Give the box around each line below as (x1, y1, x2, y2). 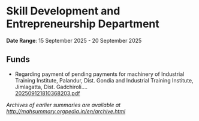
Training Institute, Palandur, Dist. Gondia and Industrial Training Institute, (14, 76, 194, 84)
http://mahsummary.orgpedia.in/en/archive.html (6, 107, 126, 115)
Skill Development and (6, 4, 120, 18)
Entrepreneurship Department (6, 17, 160, 31)
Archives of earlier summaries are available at (6, 101, 121, 108)
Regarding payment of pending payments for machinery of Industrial (14, 70, 185, 78)
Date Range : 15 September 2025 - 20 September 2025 (6, 37, 142, 44)
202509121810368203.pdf (14, 89, 80, 97)
